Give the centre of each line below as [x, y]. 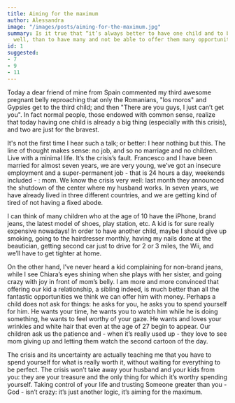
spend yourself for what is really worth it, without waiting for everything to [114, 362]
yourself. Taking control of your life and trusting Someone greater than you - [117, 384]
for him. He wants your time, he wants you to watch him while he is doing [113, 311]
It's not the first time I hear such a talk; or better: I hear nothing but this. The [116, 143]
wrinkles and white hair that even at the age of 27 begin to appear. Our [109, 326]
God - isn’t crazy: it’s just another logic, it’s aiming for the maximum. [105, 392]
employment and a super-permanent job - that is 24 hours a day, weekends [116, 173]
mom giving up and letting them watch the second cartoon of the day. [108, 341]
